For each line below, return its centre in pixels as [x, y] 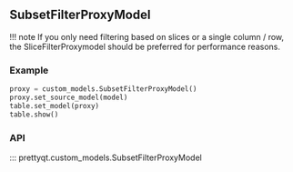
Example [29, 70]
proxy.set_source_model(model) [69, 97]
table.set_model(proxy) [55, 106]
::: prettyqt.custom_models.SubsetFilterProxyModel [106, 157]
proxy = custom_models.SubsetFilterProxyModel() [103, 89]
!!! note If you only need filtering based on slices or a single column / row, [147, 36]
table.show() [34, 114]
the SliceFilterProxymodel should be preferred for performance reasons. [145, 46]
